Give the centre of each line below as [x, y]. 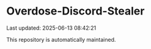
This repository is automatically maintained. [61, 39]
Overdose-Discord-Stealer [75, 11]
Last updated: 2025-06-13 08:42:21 [51, 28]
